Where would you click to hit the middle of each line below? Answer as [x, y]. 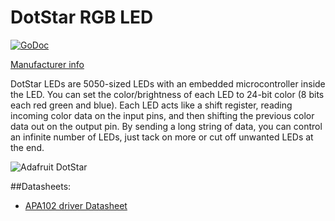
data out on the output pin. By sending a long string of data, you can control [166, 126]
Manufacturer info [47, 64]
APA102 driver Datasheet [76, 205]
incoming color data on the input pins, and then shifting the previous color [162, 115]
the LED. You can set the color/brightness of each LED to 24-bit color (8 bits [167, 94]
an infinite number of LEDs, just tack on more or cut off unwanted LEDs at [162, 137]
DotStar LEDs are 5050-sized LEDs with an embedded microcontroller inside [168, 83]
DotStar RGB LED [82, 17]
